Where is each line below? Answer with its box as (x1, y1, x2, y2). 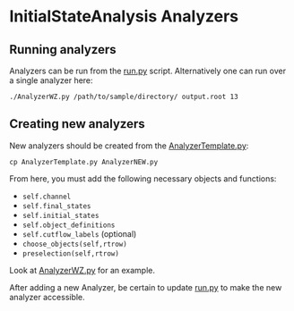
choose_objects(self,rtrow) (22, 240, 127, 248)
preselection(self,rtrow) (22, 248, 119, 258)
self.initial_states (22, 211, 99, 220)
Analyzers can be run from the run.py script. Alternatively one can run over (9, 65, 287, 76)
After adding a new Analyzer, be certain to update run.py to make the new (9, 282, 282, 292)
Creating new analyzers (9, 116, 145, 131)
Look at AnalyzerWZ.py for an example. (9, 265, 155, 275)
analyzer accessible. (9, 291, 85, 302)
